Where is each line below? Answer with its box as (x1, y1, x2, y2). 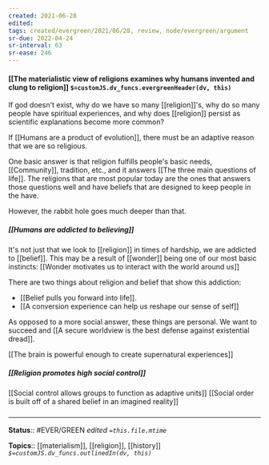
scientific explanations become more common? (8, 117, 165, 127)
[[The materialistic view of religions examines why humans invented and (8, 74, 255, 83)
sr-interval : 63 (8, 42, 62, 50)
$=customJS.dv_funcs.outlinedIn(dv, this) (8, 450, 152, 458)
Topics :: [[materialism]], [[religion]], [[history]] (8, 441, 162, 451)
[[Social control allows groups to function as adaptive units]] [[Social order (8, 388, 255, 398)
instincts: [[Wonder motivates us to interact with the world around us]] (8, 262, 240, 272)
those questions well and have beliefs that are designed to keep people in (8, 182, 251, 192)
